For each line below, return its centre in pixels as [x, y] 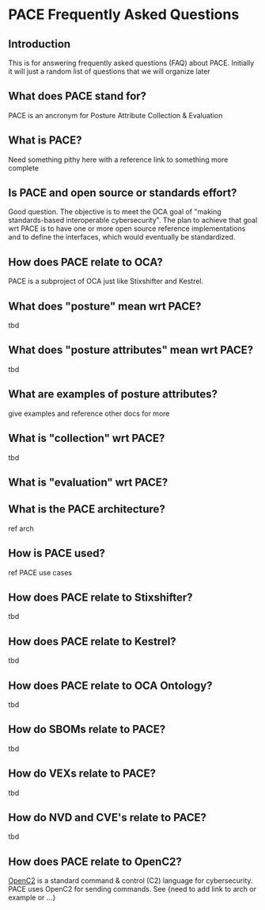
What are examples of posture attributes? [113, 394]
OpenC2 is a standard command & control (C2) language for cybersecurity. [131, 881]
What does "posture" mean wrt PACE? [105, 306]
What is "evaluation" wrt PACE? [88, 482]
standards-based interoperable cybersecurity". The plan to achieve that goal [133, 221]
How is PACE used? [57, 553]
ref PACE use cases [40, 572]
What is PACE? [45, 140]
